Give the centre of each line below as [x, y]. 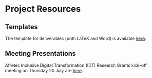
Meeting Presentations [40, 54]
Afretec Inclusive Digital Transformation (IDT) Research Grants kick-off [76, 65]
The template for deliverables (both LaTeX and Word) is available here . [76, 38]
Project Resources [43, 9]
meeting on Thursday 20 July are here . [44, 70]
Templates [21, 27]
